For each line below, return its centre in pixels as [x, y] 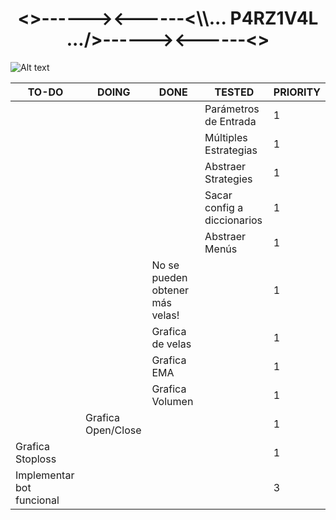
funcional [37, 500]
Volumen [172, 401]
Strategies [228, 179]
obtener [170, 290]
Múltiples [226, 137]
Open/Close [113, 430]
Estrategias [231, 150]
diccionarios [233, 220]
